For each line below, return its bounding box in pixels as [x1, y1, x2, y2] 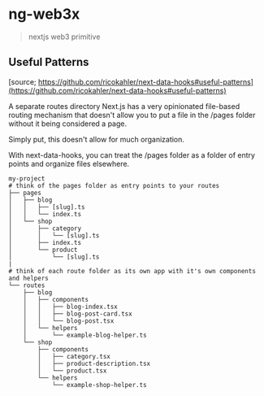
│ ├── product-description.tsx [37, 359, 151, 368]
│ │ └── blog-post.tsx [23, 316, 115, 325]
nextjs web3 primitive [28, 32, 101, 41]
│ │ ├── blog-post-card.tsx [23, 310, 132, 318]
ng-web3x [8, 5, 80, 24]
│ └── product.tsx [37, 367, 107, 375]
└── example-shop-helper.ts [51, 381, 148, 389]
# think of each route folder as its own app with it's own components [8, 267, 256, 275]
